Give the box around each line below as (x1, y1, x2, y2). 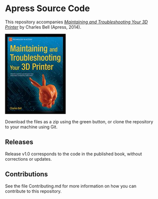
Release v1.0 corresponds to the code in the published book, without (5, 151, 142, 157)
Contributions (5, 170, 48, 179)
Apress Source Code (5, 3, 90, 14)
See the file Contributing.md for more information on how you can (5, 183, 137, 189)
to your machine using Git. (5, 124, 58, 130)
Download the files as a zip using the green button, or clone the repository (5, 118, 154, 124)
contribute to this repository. (5, 188, 62, 194)
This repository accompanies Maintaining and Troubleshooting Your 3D (5, 19, 148, 25)
